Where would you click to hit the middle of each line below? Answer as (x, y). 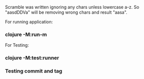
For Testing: (17, 45)
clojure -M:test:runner (32, 58)
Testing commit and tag (34, 71)
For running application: (29, 22)
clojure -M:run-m (26, 34)
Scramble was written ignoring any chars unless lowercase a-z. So (72, 7)
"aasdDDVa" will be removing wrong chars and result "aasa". (66, 12)
